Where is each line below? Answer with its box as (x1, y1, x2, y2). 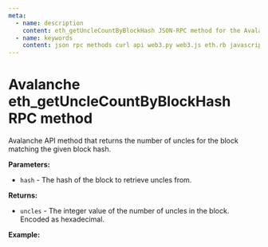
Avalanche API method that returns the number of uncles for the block (8, 136, 239, 146)
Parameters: (8, 160, 50, 170)
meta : (8, 11, 26, 20)
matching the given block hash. (8, 144, 112, 154)
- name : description (15, 19, 84, 27)
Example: (8, 230, 41, 240)
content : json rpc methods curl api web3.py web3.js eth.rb (22, 41, 227, 49)
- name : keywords (15, 33, 73, 42)
